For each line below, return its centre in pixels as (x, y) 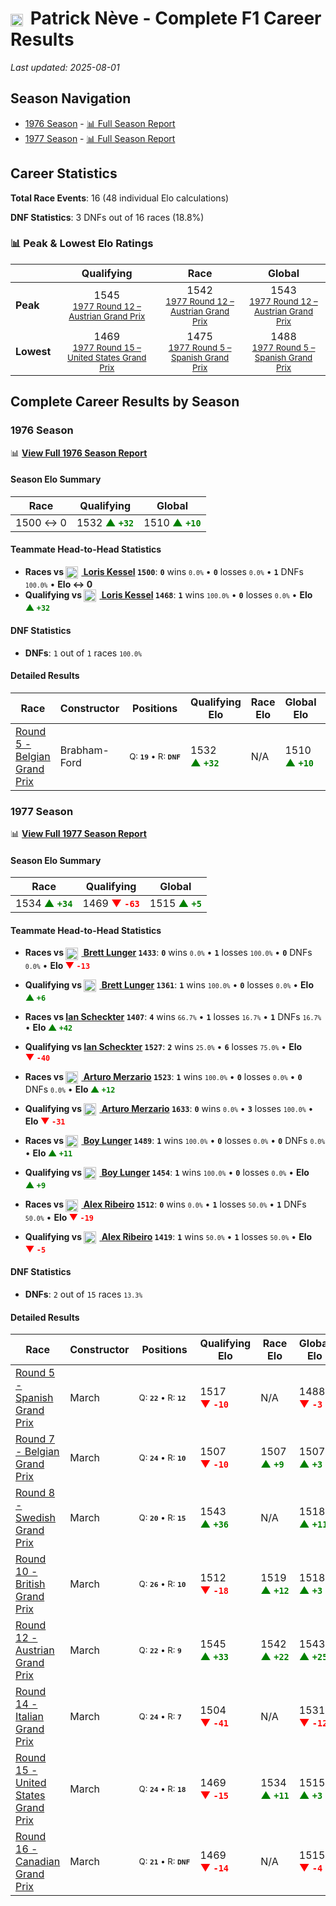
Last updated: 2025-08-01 (65, 67)
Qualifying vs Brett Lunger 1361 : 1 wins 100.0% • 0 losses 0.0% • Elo (169, 984)
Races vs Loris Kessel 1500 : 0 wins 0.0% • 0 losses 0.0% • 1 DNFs (164, 571)
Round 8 (35, 1493)
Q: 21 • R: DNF (164, 1861)
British (30, 1584)
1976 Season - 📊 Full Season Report (100, 123)
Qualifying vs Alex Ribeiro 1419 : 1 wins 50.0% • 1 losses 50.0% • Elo (168, 1236)
